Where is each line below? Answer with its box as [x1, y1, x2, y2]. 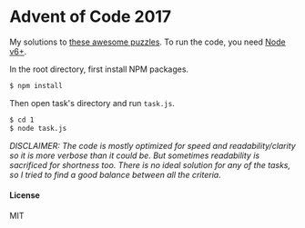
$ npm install [9, 81, 64, 90]
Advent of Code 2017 [9, 6, 172, 27]
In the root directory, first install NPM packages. [9, 64, 189, 74]
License [9, 190, 41, 201]
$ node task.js [9, 124, 67, 133]
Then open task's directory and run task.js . [9, 97, 175, 108]
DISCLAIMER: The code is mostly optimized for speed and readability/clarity [9, 140, 296, 151]
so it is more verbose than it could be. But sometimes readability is [9, 150, 260, 161]
